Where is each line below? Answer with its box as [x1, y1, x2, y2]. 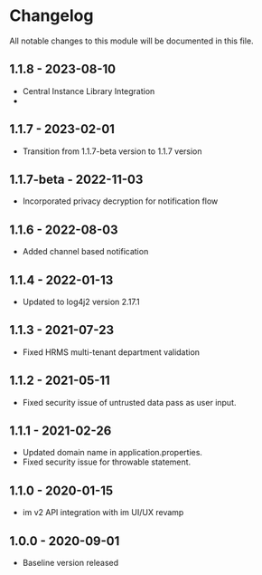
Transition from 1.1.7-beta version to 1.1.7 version [22, 146, 202, 157]
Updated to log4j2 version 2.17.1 [22, 296, 140, 307]
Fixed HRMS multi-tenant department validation [22, 346, 201, 358]
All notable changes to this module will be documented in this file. [9, 35, 255, 46]
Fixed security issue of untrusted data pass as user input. [22, 397, 237, 407]
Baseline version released [22, 558, 119, 569]
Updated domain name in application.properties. [22, 447, 203, 458]
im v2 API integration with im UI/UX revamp [22, 507, 184, 518]
